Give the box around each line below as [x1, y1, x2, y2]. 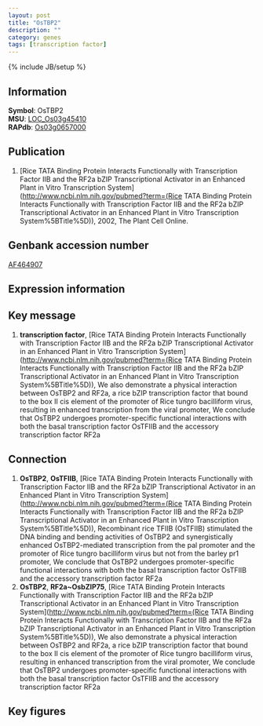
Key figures [8, 704, 66, 718]
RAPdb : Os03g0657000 [8, 122, 86, 132]
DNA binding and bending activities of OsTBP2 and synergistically [19, 531, 233, 542]
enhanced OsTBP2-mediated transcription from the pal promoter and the [19, 540, 255, 549]
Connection [8, 453, 67, 466]
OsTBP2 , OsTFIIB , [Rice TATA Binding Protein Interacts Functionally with [19, 473, 254, 483]
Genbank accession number [8, 239, 149, 252]
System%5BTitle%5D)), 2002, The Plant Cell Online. [19, 216, 188, 225]
